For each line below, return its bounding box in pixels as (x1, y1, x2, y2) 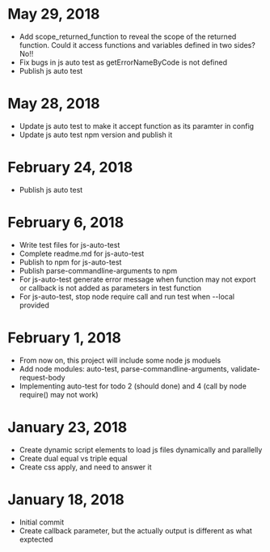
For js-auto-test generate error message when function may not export (19, 274, 256, 284)
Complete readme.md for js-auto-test (19, 248, 145, 258)
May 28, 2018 (7, 95, 100, 113)
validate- (230, 363, 260, 373)
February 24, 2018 (7, 159, 133, 176)
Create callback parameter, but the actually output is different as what (19, 525, 252, 535)
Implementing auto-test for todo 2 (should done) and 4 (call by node (19, 381, 247, 391)
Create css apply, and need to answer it (19, 462, 152, 472)
